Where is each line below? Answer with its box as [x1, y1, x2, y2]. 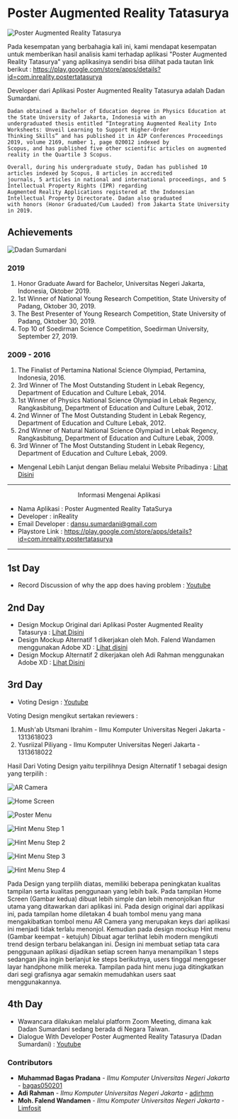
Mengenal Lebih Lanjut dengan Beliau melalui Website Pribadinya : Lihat [17, 463, 228, 471]
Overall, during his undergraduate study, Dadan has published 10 [7, 164, 208, 171]
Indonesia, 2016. [17, 373, 66, 382]
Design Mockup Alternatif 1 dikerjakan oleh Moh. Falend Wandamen [17, 635, 216, 644]
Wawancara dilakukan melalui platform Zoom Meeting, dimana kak [17, 1017, 212, 1025]
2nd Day [7, 601, 45, 614]
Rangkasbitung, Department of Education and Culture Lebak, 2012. [17, 404, 214, 412]
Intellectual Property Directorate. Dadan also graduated [7, 194, 182, 202]
